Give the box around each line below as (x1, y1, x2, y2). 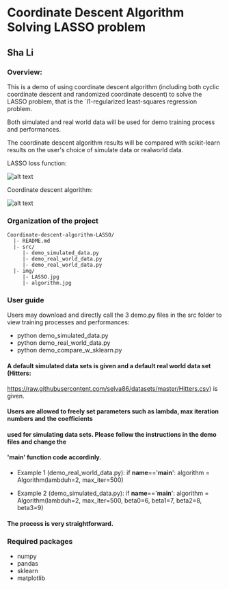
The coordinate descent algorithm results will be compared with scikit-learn (7, 139, 221, 147)
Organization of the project (7, 216, 99, 226)
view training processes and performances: (7, 318, 130, 326)
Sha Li (7, 47, 34, 58)
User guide (7, 296, 44, 305)
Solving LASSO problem (7, 19, 146, 35)
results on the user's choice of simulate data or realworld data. (7, 145, 184, 154)
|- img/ (13, 267, 36, 275)
